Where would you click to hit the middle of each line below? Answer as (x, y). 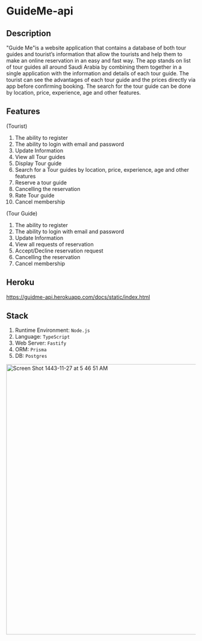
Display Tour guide (38, 163)
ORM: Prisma (31, 349)
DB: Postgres (31, 356)
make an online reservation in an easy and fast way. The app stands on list (99, 61)
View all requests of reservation (54, 244)
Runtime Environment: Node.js (52, 330)
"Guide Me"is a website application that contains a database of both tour (96, 48)
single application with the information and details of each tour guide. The (98, 73)
